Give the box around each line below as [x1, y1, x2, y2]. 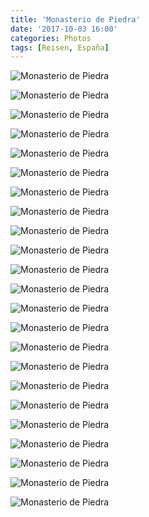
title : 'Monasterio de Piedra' [10, 14, 141, 25]
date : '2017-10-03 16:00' [10, 24, 118, 34]
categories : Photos [10, 33, 92, 43]
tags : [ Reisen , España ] [10, 42, 110, 53]
